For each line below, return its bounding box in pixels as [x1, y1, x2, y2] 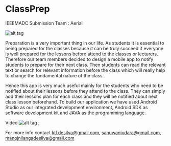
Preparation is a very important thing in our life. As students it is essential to [5, 39, 164, 46]
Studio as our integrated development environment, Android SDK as [5, 104, 148, 110]
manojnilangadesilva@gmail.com [5, 135, 75, 141]
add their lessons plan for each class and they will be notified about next [5, 93, 158, 99]
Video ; [5, 119, 40, 126]
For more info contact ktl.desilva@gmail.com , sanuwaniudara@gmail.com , [5, 129, 161, 136]
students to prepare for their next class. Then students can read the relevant [5, 61, 166, 68]
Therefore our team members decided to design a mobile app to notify [5, 56, 154, 62]
